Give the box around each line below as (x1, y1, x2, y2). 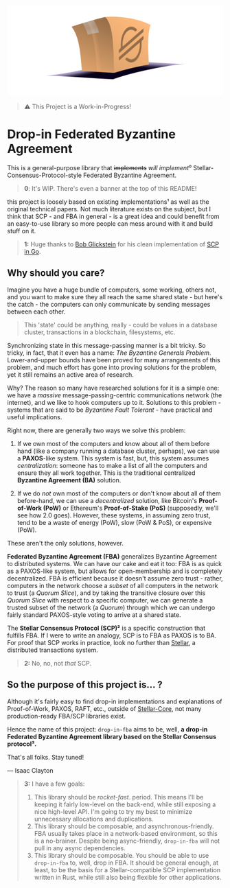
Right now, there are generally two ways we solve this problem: (7, 426, 186, 434)
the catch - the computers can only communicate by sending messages (7, 300, 211, 308)
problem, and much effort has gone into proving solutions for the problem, (7, 363, 217, 371)
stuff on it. (7, 226, 36, 235)
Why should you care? (7, 267, 105, 279)
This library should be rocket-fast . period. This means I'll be (34, 793, 204, 801)
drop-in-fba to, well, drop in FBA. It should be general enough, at (34, 858, 218, 867)
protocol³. (7, 740, 37, 748)
